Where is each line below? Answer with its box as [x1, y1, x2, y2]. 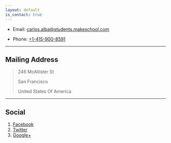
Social [5, 108, 25, 117]
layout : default [5, 7, 40, 13]
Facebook [12, 121, 34, 127]
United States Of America [17, 88, 72, 94]
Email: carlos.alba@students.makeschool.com [12, 26, 109, 32]
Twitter [12, 127, 28, 133]
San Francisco [17, 79, 48, 85]
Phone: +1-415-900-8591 [12, 36, 66, 42]
